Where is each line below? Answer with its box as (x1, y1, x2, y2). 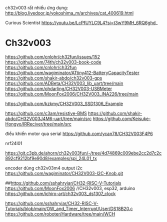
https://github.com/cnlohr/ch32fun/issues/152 (5, 53, 100, 59)
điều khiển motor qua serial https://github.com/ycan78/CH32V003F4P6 (5, 130, 153, 136)
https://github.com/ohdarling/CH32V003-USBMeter (5, 85, 112, 91)
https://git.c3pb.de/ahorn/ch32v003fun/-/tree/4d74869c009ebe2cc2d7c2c (5, 150, 162, 156)
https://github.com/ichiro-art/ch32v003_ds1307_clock (5, 190, 116, 196)
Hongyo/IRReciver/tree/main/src (5, 120, 71, 127)
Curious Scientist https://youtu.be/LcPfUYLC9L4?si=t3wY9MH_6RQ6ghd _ (5, 20, 158, 25)
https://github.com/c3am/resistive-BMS (5, 110, 87, 116)
